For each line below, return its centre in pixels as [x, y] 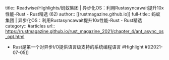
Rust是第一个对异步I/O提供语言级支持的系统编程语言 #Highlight [78, 47]
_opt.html [15, 36]
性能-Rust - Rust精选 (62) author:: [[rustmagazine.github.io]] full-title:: [78, 14]
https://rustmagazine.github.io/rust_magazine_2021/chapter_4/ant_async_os [84, 31]
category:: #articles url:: [30, 26]
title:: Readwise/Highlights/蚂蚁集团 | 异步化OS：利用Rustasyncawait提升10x [84, 8]
